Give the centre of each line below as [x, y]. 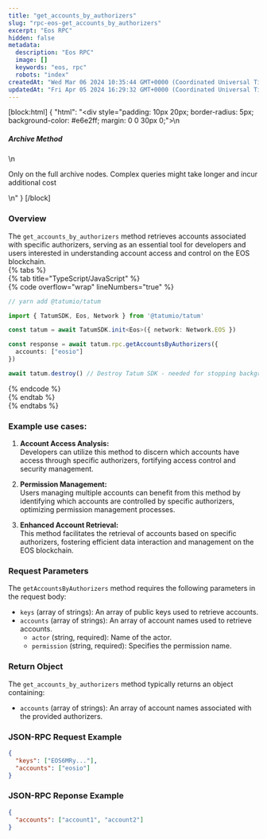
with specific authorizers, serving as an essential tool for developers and [127, 244]
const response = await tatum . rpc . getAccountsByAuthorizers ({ [113, 344]
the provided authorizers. [61, 716]
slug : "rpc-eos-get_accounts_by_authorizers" [85, 23]
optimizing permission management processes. [97, 510]
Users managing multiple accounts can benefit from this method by [130, 493]
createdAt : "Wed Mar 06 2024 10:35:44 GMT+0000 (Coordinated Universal [129, 82]
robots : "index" [42, 75]
